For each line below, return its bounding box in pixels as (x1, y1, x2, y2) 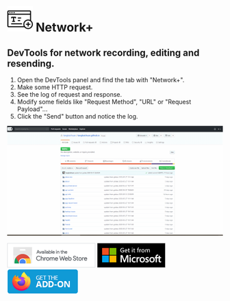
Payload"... (16, 105, 48, 113)
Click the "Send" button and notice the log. (16, 112, 138, 120)
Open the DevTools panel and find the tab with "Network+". (16, 76, 185, 84)
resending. (7, 58, 55, 69)
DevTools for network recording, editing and (7, 47, 200, 58)
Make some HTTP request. (16, 83, 93, 91)
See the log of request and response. (16, 91, 122, 98)
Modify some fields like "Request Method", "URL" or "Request (16, 98, 192, 106)
